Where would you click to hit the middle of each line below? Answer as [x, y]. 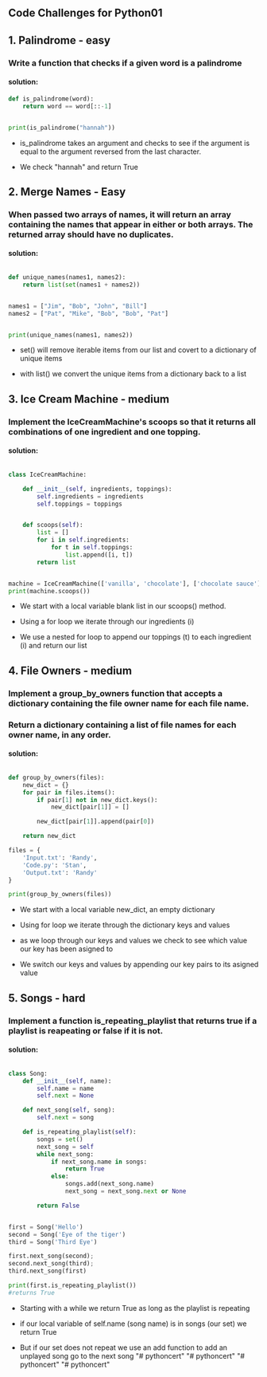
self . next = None [65, 1096]
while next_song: [65, 1154]
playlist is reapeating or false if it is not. [86, 1030]
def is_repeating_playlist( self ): [79, 1132]
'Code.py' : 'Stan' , [55, 865]
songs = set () [60, 1139]
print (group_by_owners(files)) [60, 895]
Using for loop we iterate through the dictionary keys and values [125, 925]
